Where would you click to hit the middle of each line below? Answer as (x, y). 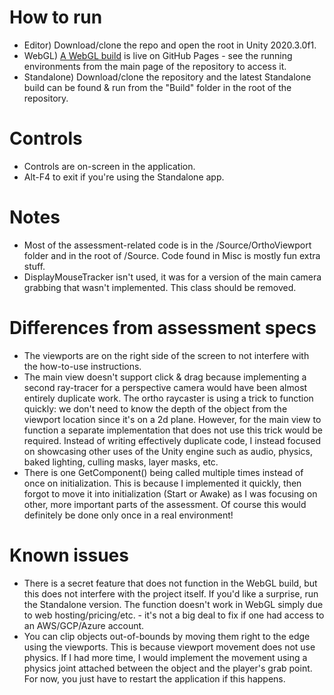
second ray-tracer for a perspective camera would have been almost (165, 387)
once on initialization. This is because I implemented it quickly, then (162, 483)
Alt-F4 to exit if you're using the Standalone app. (124, 177)
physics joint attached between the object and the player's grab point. (168, 668)
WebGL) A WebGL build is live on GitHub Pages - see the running (158, 55)
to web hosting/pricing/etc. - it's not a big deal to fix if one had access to (174, 615)
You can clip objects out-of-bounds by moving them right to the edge (167, 636)
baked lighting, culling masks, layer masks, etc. (121, 462)
